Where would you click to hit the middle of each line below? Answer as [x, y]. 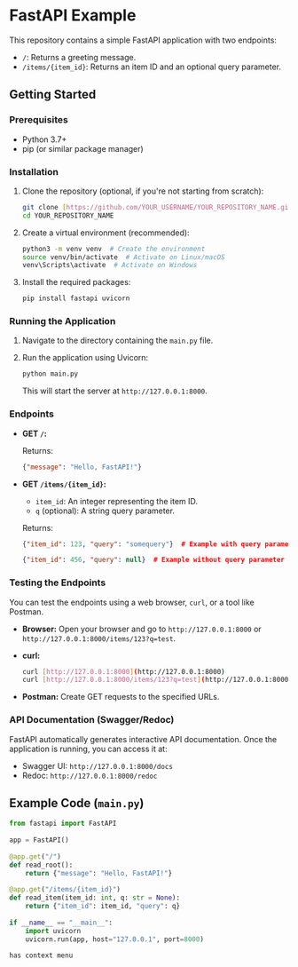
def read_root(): [41, 865]
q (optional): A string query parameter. [105, 511]
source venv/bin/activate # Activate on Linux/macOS [123, 257]
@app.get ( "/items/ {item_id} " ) [65, 890]
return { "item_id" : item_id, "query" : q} [102, 907]
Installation [34, 171]
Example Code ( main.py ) [77, 803]
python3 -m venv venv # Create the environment [114, 249]
